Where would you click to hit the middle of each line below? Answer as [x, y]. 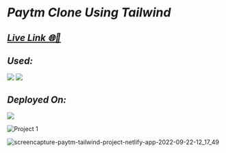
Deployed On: [37, 99]
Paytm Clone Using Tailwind [89, 13]
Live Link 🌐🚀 [34, 38]
